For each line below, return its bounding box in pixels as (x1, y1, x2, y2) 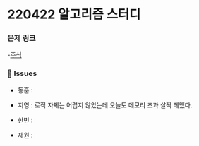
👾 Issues (7, 68, 37, 78)
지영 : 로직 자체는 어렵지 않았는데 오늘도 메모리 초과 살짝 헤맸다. (17, 100, 193, 109)
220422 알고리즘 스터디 (7, 6, 141, 23)
